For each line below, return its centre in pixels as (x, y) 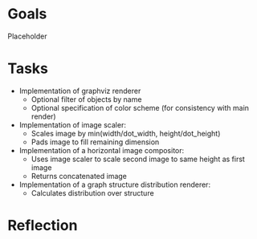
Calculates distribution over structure (92, 192)
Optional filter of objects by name (86, 99)
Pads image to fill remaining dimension (95, 142)
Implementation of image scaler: (72, 124)
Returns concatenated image (79, 176)
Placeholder (27, 36)
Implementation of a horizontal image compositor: (102, 150)
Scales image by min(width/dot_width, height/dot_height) (126, 133)
